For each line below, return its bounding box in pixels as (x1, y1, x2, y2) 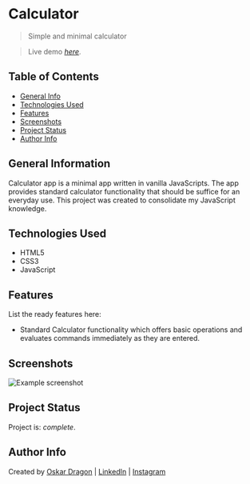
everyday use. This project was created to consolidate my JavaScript (8, 195, 236, 205)
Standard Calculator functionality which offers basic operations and (19, 325, 243, 334)
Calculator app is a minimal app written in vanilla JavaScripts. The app (8, 178, 240, 188)
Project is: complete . (8, 422, 76, 432)
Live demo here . (27, 46, 81, 56)
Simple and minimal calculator (27, 31, 127, 41)
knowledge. (8, 203, 47, 213)
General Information (8, 157, 111, 170)
